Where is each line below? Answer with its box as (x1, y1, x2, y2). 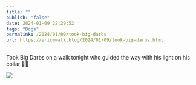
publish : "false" (6, 15, 50, 21)
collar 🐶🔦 (6, 60, 29, 67)
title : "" (6, 8, 31, 15)
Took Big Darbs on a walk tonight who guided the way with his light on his (6, 54, 191, 61)
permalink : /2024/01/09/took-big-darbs (6, 32, 107, 38)
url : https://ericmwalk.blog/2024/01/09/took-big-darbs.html (6, 37, 164, 43)
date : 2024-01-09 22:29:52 (6, 20, 74, 26)
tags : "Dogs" (6, 25, 39, 32)
